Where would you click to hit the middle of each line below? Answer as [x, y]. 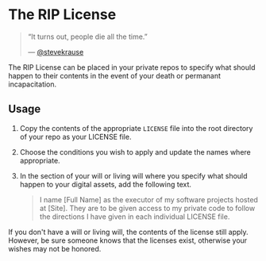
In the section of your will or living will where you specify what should [133, 175]
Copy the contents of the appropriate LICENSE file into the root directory [136, 128]
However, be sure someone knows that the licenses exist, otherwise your [128, 240]
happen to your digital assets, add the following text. [106, 184]
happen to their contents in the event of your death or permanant [114, 75]
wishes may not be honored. [55, 248]
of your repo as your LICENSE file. [75, 136]
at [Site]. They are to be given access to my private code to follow [147, 208]
